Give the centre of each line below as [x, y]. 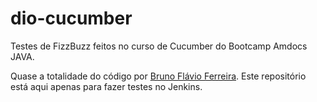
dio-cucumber [71, 18]
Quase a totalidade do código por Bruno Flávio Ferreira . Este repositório [158, 76]
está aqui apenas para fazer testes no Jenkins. [106, 86]
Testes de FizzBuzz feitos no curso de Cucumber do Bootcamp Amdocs [159, 46]
